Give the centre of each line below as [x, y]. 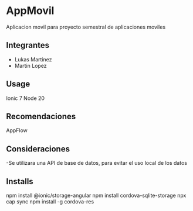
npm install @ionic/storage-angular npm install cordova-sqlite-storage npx [96, 195]
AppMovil [30, 11]
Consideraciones [38, 149]
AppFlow [17, 130]
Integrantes [28, 45]
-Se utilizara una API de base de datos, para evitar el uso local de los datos [97, 163]
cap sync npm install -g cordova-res [50, 202]
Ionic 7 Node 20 [26, 98]
